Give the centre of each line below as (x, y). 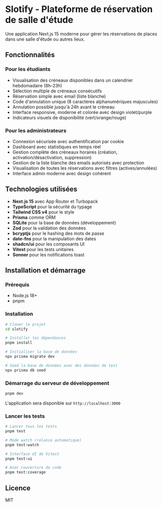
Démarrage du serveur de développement (57, 383)
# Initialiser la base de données (41, 352)
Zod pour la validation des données (49, 228)
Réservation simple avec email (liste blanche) (59, 96)
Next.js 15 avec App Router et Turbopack (55, 201)
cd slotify (17, 329)
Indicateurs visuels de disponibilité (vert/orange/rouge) (69, 117)
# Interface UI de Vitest (32, 454)
